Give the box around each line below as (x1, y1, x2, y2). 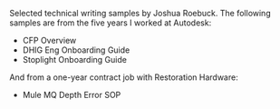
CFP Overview (22, 35, 77, 45)
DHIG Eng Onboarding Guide (22, 45, 130, 55)
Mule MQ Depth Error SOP (22, 90, 121, 100)
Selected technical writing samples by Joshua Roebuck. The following (9, 8, 271, 18)
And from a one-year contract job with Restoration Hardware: (9, 72, 238, 83)
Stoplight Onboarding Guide (22, 54, 127, 64)
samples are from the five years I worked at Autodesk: (9, 17, 212, 28)
